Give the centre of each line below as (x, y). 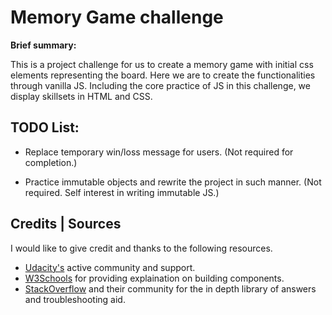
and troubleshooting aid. (75, 299)
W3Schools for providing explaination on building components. (154, 278)
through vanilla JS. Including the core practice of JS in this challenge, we (160, 85)
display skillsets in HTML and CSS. (81, 96)
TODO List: (45, 127)
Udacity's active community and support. (110, 267)
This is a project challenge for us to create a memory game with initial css (162, 64)
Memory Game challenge (117, 17)
